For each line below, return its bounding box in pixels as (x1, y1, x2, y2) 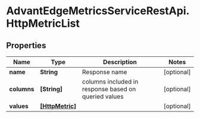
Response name (82, 68, 127, 76)
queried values (82, 93, 124, 100)
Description (103, 58, 137, 66)
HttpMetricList (6, 17, 80, 30)
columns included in (82, 78, 139, 85)
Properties (6, 40, 46, 50)
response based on (82, 85, 136, 93)
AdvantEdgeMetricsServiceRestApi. (6, 4, 190, 18)
